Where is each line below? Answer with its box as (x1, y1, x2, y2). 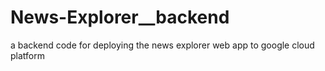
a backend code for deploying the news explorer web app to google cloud (10, 39, 315, 51)
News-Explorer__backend (10, 6, 230, 29)
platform (10, 49, 45, 61)
